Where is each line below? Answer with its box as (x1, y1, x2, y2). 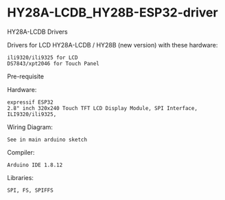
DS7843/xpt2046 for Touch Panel (7, 60, 99, 67)
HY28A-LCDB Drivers (7, 27, 68, 36)
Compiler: (7, 148, 35, 156)
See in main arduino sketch (7, 136, 88, 143)
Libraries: (7, 173, 34, 181)
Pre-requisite (7, 72, 45, 80)
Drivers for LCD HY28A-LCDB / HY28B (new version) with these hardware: (7, 41, 218, 49)
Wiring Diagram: (7, 122, 54, 131)
